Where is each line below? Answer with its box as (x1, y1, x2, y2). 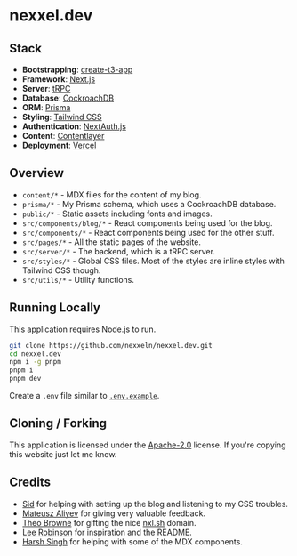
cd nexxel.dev (9, 349, 62, 359)
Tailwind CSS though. (21, 264, 101, 276)
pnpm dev (9, 375, 42, 383)
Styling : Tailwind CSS (21, 112, 102, 122)
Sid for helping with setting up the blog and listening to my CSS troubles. (21, 498, 289, 509)
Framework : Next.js (21, 74, 96, 85)
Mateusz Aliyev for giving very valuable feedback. (21, 508, 206, 519)
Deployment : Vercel (21, 140, 97, 150)
